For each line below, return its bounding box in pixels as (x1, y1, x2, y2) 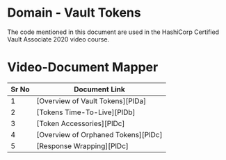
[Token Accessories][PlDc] (36, 118, 125, 128)
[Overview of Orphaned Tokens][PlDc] (36, 130, 163, 139)
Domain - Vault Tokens (7, 5, 141, 21)
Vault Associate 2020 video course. (7, 35, 110, 43)
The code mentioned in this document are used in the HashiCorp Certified (7, 28, 220, 36)
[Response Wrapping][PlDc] (36, 141, 129, 150)
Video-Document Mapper (7, 60, 159, 75)
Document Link (74, 85, 125, 94)
